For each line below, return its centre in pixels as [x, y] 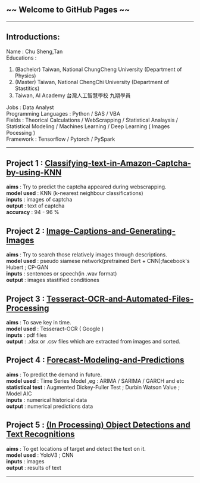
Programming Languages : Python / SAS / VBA [63, 113]
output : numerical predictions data [50, 406]
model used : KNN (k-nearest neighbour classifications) [75, 193]
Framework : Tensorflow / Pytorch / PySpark [61, 139]
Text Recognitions [41, 434]
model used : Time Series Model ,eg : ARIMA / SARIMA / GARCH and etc [95, 380]
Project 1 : [25, 163]
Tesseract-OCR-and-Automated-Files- [120, 298]
